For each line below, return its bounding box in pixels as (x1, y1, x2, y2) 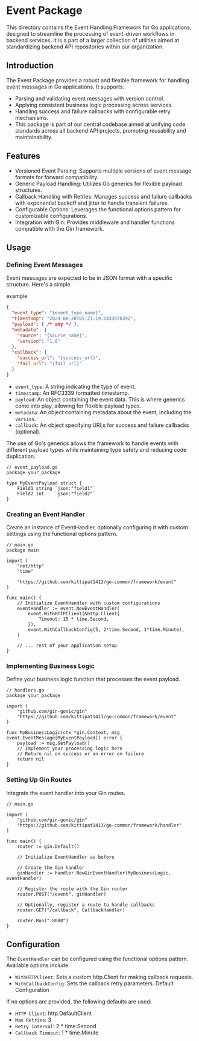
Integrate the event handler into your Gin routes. (6, 789, 125, 796)
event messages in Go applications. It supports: (6, 83, 125, 90)
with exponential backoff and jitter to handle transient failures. (14, 199, 169, 207)
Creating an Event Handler (6, 510, 86, 518)
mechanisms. (14, 114, 49, 121)
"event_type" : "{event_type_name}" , (11, 310, 104, 316)
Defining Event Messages (6, 260, 83, 269)
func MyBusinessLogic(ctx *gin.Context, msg (6, 730, 120, 736)
